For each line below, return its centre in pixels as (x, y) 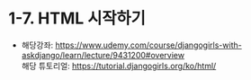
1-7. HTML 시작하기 (77, 18)
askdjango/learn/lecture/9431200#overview (103, 55)
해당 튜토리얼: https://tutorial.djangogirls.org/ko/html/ (119, 66)
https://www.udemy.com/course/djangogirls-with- (148, 45)
